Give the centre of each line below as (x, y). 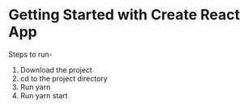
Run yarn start (44, 95)
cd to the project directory (64, 78)
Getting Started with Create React (124, 15)
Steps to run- (30, 54)
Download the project (56, 69)
